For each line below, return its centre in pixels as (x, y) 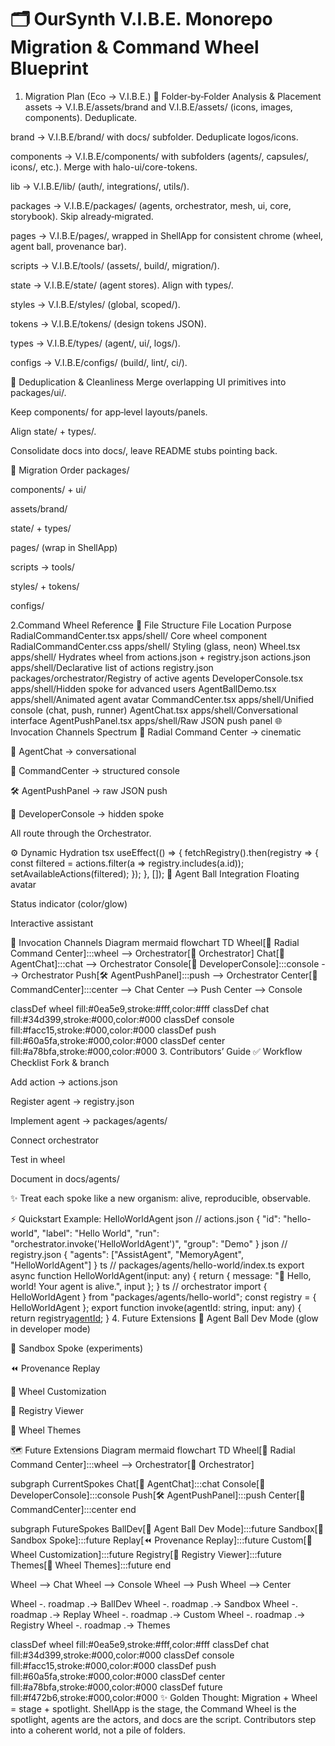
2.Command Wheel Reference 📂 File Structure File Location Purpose (151, 625)
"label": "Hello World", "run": (100, 1233)
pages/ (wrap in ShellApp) (64, 547)
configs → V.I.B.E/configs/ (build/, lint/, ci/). (99, 362)
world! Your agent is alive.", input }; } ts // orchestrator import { (139, 1286)
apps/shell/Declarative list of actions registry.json (112, 667)
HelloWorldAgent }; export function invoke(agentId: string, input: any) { (156, 1307)
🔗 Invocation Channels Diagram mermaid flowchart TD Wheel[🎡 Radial (155, 942)
